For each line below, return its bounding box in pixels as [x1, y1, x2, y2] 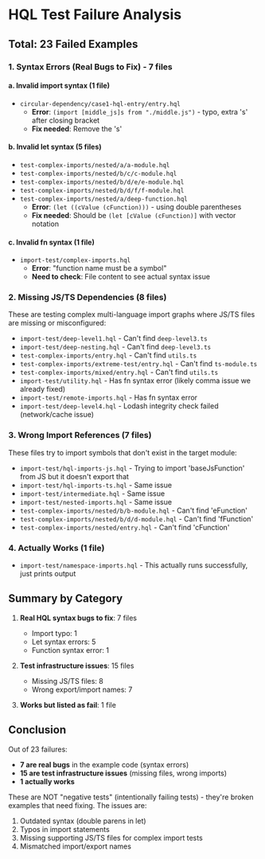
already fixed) [19, 385, 66, 394]
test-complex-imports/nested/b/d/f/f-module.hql [19, 186, 185, 194]
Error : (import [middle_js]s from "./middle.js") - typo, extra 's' [31, 107, 248, 116]
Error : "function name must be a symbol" [31, 264, 167, 273]
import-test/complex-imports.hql [19, 256, 131, 264]
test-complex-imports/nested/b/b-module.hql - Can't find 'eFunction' [19, 506, 248, 515]
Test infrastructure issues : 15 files [19, 661, 134, 670]
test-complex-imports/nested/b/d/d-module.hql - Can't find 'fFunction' [19, 513, 254, 523]
